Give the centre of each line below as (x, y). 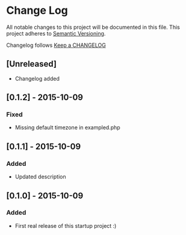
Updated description (40, 177)
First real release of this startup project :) (66, 225)
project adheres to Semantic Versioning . (56, 33)
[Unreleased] (32, 64)
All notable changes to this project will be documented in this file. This (93, 27)
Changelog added (37, 78)
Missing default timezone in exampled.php (67, 127)
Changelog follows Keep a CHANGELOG (56, 45)
